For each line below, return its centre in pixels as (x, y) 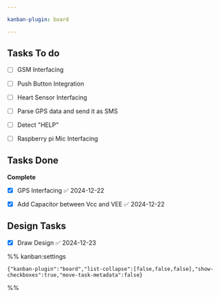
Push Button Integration (51, 84)
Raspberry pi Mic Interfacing (57, 139)
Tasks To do (33, 53)
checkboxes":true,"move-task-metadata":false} (75, 275)
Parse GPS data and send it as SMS (67, 111)
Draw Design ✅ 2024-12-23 (56, 242)
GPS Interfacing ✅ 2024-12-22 (60, 190)
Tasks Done (33, 161)
